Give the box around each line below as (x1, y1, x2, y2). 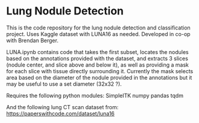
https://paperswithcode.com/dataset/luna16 (6, 110, 115, 117)
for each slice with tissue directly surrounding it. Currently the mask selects (6, 67, 194, 74)
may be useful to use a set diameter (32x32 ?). (6, 80, 122, 88)
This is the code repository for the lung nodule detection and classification (6, 24, 191, 31)
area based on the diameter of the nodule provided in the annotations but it (6, 74, 192, 81)
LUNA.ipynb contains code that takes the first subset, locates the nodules (6, 48, 189, 55)
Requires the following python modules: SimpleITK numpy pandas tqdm (6, 92, 183, 99)
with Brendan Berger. (6, 37, 59, 44)
